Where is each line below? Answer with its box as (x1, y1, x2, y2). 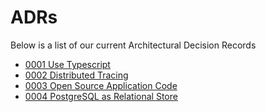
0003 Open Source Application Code (24, 79, 178, 91)
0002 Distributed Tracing (24, 69, 129, 81)
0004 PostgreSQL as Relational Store (24, 90, 178, 102)
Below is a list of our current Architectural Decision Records (10, 39, 257, 51)
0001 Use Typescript (24, 58, 111, 70)
